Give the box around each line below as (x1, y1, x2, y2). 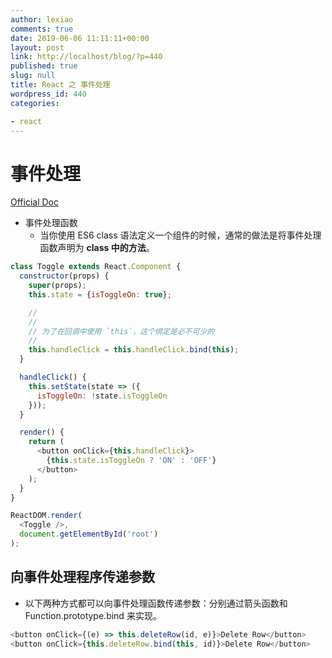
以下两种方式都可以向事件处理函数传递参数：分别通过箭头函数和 (24, 597, 288, 609)
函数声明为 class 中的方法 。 (39, 242, 155, 254)
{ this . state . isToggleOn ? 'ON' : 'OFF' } (46, 456, 217, 466)
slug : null (10, 71, 56, 81)
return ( (28, 437, 65, 447)
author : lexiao (10, 14, 74, 25)
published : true (10, 61, 78, 71)
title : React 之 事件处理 (10, 80, 111, 90)
